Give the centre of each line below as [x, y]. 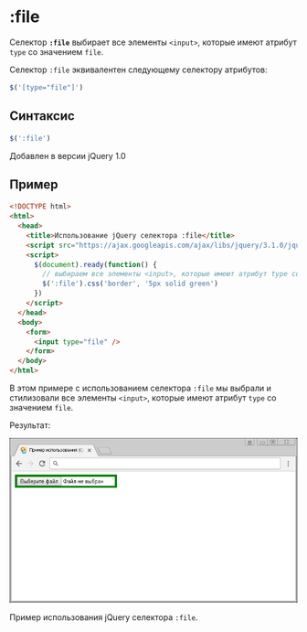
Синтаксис [42, 116]
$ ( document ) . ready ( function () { [95, 264]
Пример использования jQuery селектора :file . [104, 617]
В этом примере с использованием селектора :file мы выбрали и [140, 388]
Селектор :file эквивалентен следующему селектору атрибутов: [138, 70]
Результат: [30, 425]
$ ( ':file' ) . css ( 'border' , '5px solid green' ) [131, 284]
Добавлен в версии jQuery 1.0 [68, 155]
